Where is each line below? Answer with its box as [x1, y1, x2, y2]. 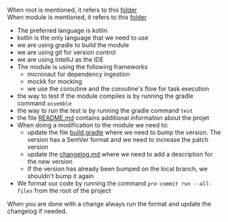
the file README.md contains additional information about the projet [16, 114, 210, 122]
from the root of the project [34, 186, 112, 195]
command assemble [16, 99, 72, 107]
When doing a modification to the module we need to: [16, 121, 169, 129]
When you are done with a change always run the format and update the [7, 200, 212, 208]
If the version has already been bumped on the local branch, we [27, 164, 207, 173]
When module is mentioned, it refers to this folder [7, 13, 147, 21]
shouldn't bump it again [27, 172, 94, 180]
